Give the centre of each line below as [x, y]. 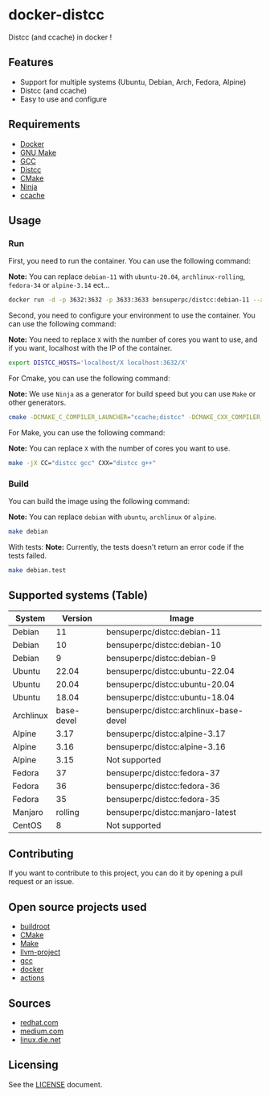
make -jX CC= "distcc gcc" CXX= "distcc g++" [82, 463]
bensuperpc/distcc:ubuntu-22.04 [170, 671]
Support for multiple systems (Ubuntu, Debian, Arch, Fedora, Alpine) [133, 81]
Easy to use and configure [63, 99]
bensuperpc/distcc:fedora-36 [163, 786]
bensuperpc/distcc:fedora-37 [163, 773]
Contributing [41, 854]
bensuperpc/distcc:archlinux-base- [174, 710]
